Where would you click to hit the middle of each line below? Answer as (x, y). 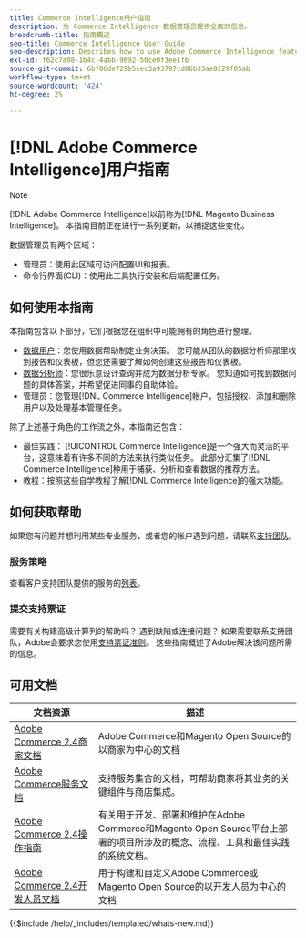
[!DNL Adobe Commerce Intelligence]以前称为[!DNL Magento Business (142, 214)
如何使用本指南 (51, 307)
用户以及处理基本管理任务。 (75, 408)
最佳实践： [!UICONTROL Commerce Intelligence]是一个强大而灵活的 (152, 446)
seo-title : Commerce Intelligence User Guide (97, 43)
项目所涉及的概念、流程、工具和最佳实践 (203, 842)
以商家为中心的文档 (139, 750)
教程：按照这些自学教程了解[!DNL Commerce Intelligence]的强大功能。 (155, 481)
